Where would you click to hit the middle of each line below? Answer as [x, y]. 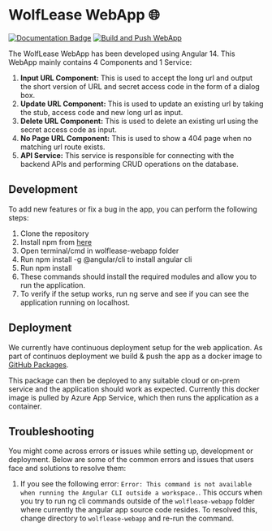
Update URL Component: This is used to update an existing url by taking [142, 104]
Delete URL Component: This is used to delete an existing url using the [139, 121]
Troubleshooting [52, 431]
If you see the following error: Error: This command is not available [136, 484]
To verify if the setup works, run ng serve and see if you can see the [134, 293]
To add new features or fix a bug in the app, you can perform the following [133, 209]
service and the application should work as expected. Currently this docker [134, 389]
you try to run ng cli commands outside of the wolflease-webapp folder [137, 501]
